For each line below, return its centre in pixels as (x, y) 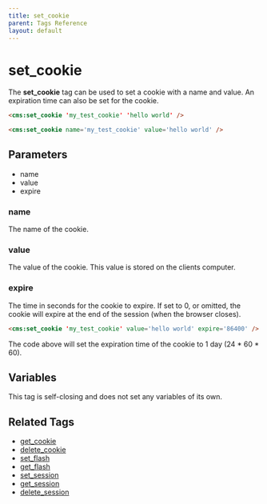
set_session (39, 475)
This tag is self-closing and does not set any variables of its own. (115, 397)
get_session (40, 484)
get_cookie (38, 442)
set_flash (35, 458)
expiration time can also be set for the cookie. (84, 101)
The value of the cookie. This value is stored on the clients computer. (122, 267)
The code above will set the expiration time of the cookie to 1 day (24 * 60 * (134, 344)
